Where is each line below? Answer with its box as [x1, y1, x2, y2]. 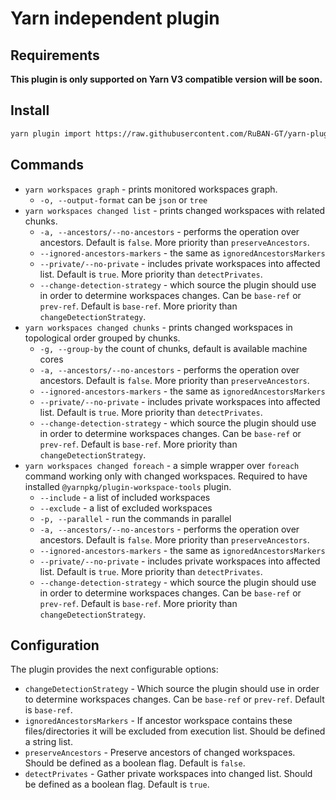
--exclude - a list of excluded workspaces [39, 502, 213, 514]
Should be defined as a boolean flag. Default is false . [24, 757, 246, 769]
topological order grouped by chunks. [24, 332, 181, 344]
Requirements [10, 47, 100, 64]
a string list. [24, 736, 73, 748]
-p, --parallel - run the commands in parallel [39, 512, 232, 524]
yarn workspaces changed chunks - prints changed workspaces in [24, 321, 293, 333]
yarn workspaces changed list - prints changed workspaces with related [24, 204, 326, 216]
